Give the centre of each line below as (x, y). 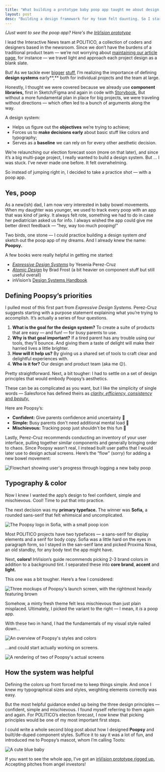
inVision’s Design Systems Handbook (50, 280)
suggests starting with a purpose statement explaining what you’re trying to (82, 313)
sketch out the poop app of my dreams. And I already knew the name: (76, 240)
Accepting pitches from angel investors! (45, 764)
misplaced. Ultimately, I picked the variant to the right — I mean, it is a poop (82, 609)
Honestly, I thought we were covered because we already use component (80, 87)
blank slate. (17, 63)
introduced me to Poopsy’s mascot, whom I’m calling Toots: (65, 740)
